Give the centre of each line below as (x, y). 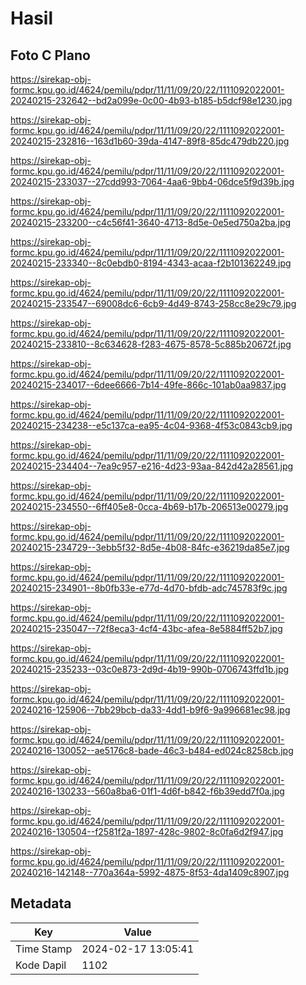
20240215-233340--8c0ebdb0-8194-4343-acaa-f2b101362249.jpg (151, 263)
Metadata (41, 903)
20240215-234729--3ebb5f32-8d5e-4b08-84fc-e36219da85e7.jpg (150, 547)
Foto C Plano (50, 55)
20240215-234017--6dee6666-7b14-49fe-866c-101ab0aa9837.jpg (148, 385)
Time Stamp (44, 949)
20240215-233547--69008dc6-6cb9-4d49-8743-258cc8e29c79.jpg (153, 303)
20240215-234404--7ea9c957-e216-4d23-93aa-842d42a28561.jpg (152, 466)
